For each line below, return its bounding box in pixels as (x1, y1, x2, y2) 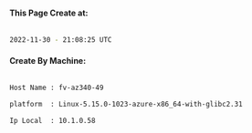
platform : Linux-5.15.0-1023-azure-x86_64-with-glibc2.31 (9, 100, 244, 109)
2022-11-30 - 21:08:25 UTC (9, 36, 112, 45)
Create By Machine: (9, 55, 87, 66)
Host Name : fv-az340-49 (9, 83, 104, 93)
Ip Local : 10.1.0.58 (9, 117, 96, 126)
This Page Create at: (9, 7, 89, 18)
